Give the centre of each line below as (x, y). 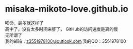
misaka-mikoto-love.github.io (67, 9)
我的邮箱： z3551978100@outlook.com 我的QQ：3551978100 (66, 41)
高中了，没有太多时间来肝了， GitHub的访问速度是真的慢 (61, 29)
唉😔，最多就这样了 (24, 23)
